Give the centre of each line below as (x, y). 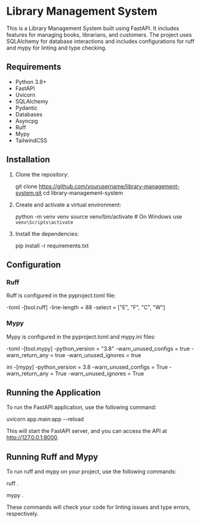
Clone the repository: (42, 174)
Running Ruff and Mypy (52, 457)
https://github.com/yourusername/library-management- (109, 186)
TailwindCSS (31, 140)
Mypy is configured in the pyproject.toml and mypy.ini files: (81, 337)
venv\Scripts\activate (44, 222)
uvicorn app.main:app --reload (45, 419)
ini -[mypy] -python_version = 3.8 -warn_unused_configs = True (87, 367)
